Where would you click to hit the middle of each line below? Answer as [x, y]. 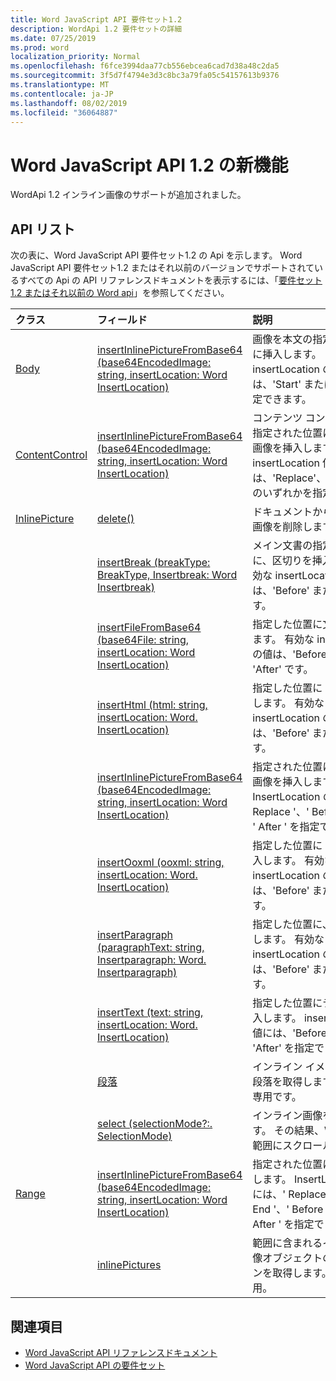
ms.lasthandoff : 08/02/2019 [69, 103]
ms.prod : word [40, 47]
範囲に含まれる [287, 1243]
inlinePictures [129, 1265]
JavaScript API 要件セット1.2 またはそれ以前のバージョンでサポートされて [162, 268]
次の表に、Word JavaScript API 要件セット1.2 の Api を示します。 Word [156, 255]
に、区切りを [282, 561]
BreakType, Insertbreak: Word [167, 575]
